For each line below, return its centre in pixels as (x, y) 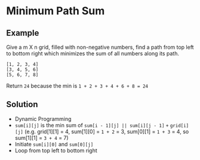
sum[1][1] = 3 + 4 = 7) (41, 137)
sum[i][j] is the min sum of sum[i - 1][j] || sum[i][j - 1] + (92, 125)
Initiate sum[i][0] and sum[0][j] (54, 144)
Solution (22, 104)
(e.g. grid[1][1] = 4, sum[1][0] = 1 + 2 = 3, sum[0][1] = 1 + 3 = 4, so (107, 131)
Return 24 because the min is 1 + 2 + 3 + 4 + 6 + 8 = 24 (77, 86)
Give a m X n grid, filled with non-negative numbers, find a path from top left (100, 47)
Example (23, 33)
